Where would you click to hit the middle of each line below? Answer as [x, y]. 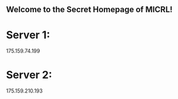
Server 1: [28, 35]
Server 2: [29, 75]
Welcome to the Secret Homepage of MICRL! [89, 10]
